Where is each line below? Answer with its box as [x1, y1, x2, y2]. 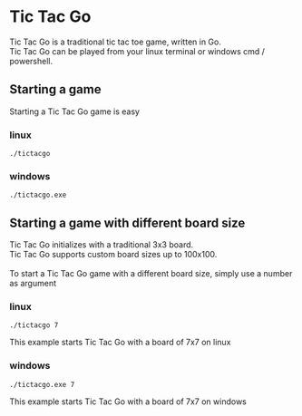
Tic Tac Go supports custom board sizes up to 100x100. [9, 249, 218, 260]
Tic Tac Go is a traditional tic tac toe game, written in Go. [9, 36, 222, 47]
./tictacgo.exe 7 [9, 380, 75, 389]
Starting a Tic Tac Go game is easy [9, 106, 141, 117]
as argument [9, 278, 57, 289]
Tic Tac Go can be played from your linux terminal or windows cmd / [9, 45, 266, 56]
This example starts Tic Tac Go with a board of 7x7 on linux [9, 337, 231, 348]
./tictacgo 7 [9, 321, 59, 330]
